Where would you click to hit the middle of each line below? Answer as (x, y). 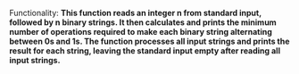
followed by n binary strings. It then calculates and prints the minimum (143, 22)
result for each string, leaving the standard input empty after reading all (145, 51)
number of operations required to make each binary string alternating (141, 32)
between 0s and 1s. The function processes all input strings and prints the (149, 41)
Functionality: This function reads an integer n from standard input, (135, 13)
